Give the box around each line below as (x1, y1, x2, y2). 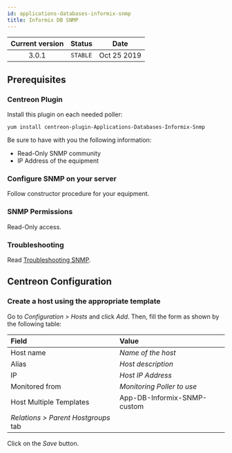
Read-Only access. (7, 222, 62, 231)
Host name (10, 348, 46, 357)
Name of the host (119, 348, 176, 357)
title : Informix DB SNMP (7, 17, 79, 24)
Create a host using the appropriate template (7, 296, 161, 306)
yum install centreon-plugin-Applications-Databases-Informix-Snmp (7, 124, 206, 131)
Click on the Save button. (7, 439, 79, 447)
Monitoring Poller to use (119, 382, 197, 391)
